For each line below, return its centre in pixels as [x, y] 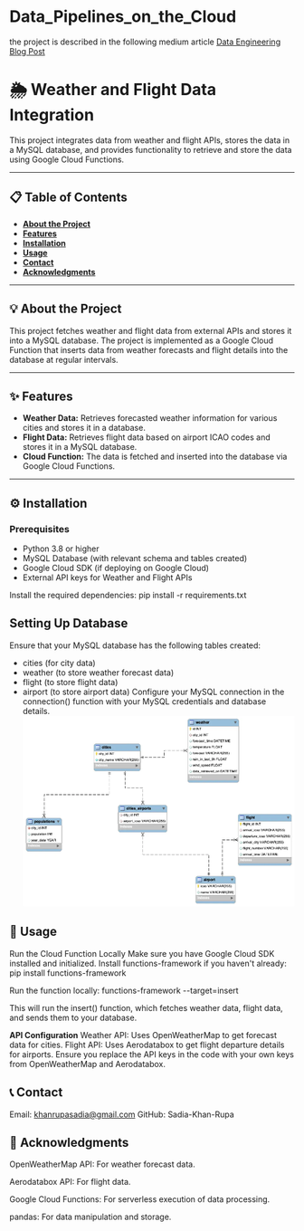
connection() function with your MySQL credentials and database [144, 701]
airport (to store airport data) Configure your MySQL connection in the [153, 692]
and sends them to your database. [73, 1017]
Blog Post [27, 51]
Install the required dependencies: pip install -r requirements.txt [128, 595]
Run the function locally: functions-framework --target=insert [124, 990]
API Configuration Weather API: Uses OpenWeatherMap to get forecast [143, 1035]
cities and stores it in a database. [84, 428]
